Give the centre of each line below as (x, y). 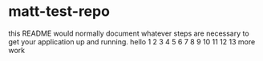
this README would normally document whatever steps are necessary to (129, 33)
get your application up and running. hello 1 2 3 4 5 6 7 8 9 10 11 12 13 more (132, 41)
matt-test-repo (59, 11)
